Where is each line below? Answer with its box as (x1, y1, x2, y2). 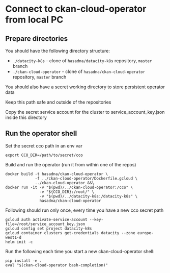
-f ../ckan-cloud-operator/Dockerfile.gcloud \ (35, 176, 138, 181)
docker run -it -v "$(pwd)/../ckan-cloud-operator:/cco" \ (5, 185, 133, 190)
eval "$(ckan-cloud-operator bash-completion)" (5, 262, 108, 268)
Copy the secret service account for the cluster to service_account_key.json (5, 109, 165, 115)
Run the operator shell (5, 129, 77, 138)
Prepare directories (5, 34, 68, 43)
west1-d (5, 235, 22, 240)
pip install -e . (5, 258, 42, 263)
